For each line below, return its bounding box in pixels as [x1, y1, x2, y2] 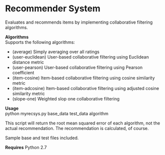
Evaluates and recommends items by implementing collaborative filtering [5, 19, 153, 25]
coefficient [12, 69, 34, 75]
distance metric [12, 59, 44, 65]
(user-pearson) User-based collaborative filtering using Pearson [12, 64, 143, 70]
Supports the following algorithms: [5, 39, 75, 45]
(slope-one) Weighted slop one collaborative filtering [12, 95, 120, 101]
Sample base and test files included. [5, 135, 79, 141]
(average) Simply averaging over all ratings [12, 49, 99, 55]
